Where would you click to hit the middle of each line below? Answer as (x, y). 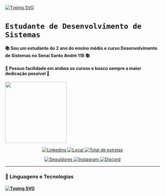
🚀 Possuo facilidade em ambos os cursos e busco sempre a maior (73, 68)
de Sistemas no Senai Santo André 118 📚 (47, 55)
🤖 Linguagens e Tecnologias (39, 176)
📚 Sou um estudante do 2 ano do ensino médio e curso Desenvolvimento (81, 48)
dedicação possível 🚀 (27, 74)
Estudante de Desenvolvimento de (73, 27)
